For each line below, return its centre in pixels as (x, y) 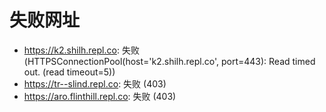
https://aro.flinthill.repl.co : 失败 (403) (100, 96)
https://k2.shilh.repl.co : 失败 (81, 50)
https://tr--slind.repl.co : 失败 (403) (95, 83)
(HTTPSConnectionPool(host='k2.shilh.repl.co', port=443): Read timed (169, 61)
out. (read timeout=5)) (69, 72)
